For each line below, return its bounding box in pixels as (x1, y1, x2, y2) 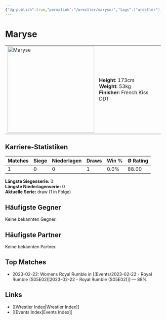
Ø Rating (127, 158, 149, 164)
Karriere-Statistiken (5, 143, 68, 151)
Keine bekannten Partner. (5, 244, 57, 249)
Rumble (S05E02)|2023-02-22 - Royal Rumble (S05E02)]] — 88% (12, 276, 147, 282)
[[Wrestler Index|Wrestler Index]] (12, 304, 80, 310)
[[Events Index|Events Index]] (12, 309, 73, 315)
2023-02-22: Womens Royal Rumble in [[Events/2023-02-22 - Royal (12, 271, 152, 277)
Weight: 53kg (99, 82, 131, 89)
